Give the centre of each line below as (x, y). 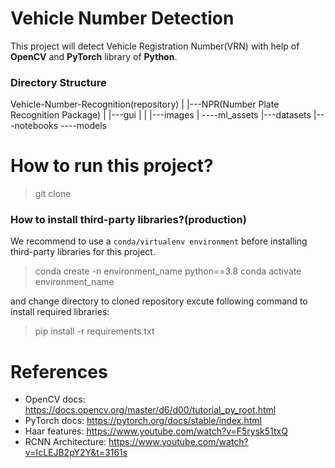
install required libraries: (60, 312)
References (59, 371)
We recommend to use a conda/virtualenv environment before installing (159, 241)
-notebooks (34, 126)
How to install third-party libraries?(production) (128, 220)
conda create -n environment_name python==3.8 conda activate (168, 271)
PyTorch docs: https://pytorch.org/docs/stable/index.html (143, 421)
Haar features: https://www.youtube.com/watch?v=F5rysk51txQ (156, 431)
